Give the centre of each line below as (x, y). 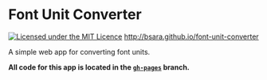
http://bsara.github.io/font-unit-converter (191, 36)
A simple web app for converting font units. (79, 51)
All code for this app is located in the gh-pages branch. (99, 67)
